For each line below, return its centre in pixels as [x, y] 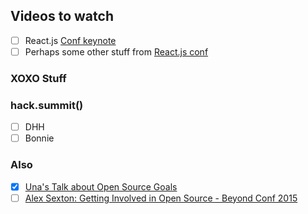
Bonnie [39, 138]
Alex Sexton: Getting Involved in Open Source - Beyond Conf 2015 [161, 198]
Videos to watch [62, 16]
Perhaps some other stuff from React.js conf [116, 51]
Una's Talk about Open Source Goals [101, 186]
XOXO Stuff [38, 78]
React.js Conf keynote [70, 40]
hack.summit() [47, 105]
